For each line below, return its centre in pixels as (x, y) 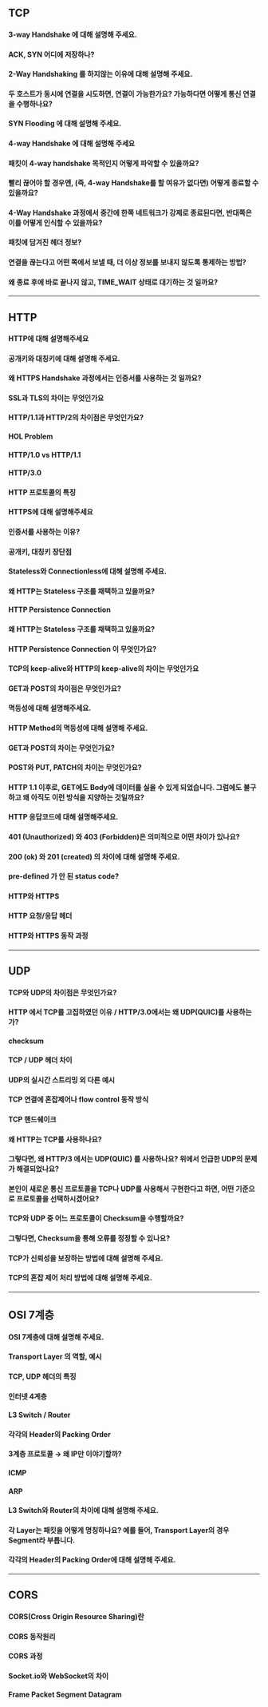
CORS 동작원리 (32, 1636)
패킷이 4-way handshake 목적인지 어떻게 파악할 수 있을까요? (104, 163)
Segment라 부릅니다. (42, 1540)
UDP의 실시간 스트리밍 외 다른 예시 (62, 1080)
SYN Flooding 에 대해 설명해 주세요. (65, 124)
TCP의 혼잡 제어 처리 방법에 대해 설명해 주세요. (81, 1278)
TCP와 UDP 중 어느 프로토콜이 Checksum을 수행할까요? (96, 1218)
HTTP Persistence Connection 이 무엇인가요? (83, 649)
